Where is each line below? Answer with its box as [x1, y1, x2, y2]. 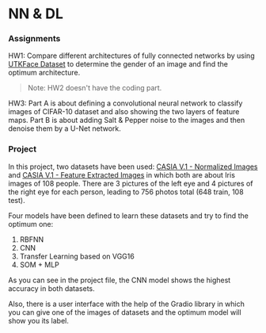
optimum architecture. [8, 68, 81, 78]
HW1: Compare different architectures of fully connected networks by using [8, 51, 255, 60]
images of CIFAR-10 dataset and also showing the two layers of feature [8, 107, 240, 117]
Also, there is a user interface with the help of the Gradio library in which [8, 299, 245, 308]
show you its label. [8, 316, 69, 325]
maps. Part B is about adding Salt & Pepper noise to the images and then [8, 116, 245, 125]
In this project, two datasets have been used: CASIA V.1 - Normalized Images [8, 162, 259, 171]
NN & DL [8, 5, 63, 23]
